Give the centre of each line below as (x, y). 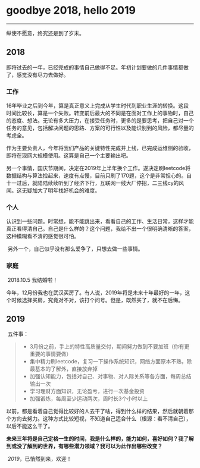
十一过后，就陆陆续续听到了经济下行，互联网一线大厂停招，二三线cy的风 (95, 183)
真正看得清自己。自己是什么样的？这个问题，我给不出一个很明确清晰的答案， (100, 229)
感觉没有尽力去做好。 (43, 74)
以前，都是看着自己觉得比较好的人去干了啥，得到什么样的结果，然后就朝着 (97, 412)
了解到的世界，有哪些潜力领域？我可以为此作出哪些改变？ (92, 446)
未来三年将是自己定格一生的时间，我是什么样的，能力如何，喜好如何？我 (95, 439)
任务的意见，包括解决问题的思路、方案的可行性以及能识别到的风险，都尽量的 (100, 128)
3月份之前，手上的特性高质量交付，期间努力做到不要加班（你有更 (110, 347)
